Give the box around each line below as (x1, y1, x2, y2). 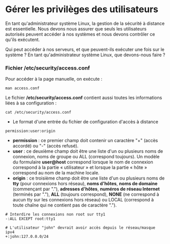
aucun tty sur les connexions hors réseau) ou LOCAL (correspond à (12, 197, 154, 203)
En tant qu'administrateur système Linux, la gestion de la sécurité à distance (5, 20, 165, 26)
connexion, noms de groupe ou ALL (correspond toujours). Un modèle (12, 154, 160, 160)
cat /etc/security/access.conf (5, 110, 72, 115)
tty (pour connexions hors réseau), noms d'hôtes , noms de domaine (12, 181, 158, 187)
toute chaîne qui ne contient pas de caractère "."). (12, 202, 117, 208)
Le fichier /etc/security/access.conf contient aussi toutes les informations (5, 95, 162, 101)
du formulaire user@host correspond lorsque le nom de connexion (12, 159, 153, 165)
